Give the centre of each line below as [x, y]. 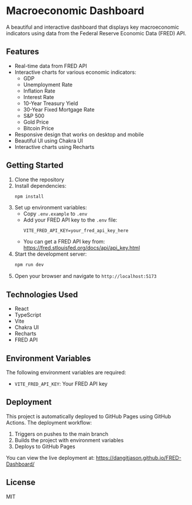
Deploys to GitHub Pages [45, 446]
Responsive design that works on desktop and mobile [79, 134]
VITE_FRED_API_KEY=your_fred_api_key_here [76, 231]
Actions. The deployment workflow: [49, 422]
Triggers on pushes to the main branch [61, 434]
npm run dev [29, 265]
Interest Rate [39, 97]
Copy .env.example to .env [55, 214]
